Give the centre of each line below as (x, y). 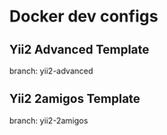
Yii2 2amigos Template (75, 99)
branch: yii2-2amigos (48, 120)
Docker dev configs (84, 17)
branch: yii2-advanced (52, 71)
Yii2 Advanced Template (79, 50)
